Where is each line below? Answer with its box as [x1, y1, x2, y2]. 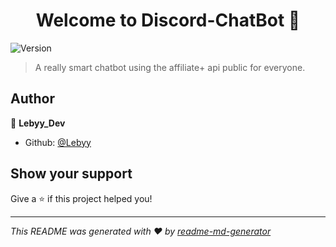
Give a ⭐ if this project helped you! [10, 192, 153, 204]
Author [10, 90, 55, 108]
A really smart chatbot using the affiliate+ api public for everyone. [34, 61, 306, 73]
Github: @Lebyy [24, 136, 92, 148]
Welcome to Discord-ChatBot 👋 [35, 9, 301, 32]
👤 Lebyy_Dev [10, 117, 66, 129]
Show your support [10, 165, 133, 183]
